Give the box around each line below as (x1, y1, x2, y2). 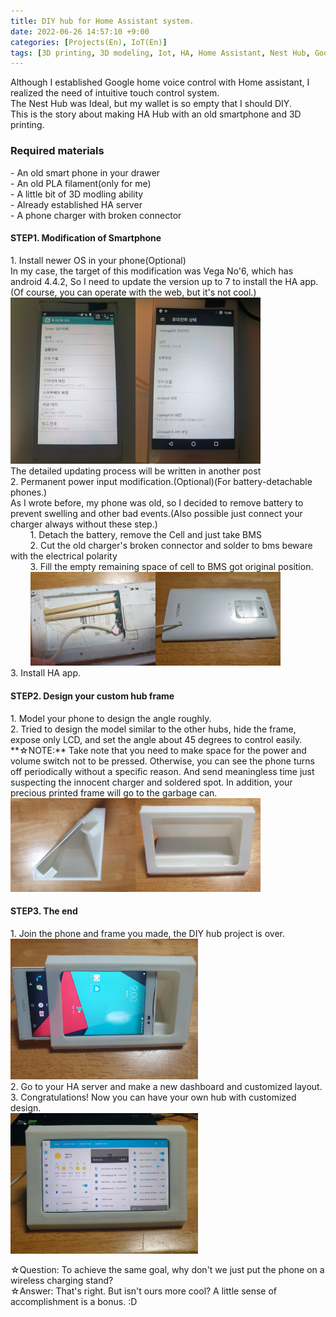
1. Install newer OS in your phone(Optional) (10, 254, 187, 266)
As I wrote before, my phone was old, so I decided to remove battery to (10, 497, 304, 509)
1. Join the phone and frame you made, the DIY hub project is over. (10, 927, 286, 939)
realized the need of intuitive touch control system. (10, 87, 220, 99)
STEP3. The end (10, 905, 78, 917)
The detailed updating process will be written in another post (10, 465, 262, 477)
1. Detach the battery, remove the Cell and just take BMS (29, 529, 262, 541)
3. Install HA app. (10, 667, 81, 679)
